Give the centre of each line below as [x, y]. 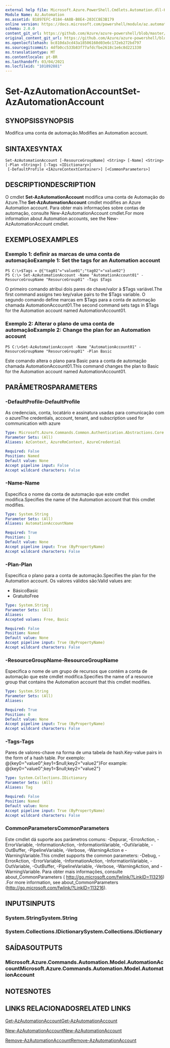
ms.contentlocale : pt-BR [31, 57]
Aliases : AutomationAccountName [39, 523]
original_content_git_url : [34, 38]
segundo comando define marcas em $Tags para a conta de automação [80, 300]
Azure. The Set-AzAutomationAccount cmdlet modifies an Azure [73, 202]
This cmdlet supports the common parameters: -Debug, [99, 855]
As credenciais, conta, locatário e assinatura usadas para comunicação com [85, 413]
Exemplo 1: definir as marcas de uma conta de [63, 254]
